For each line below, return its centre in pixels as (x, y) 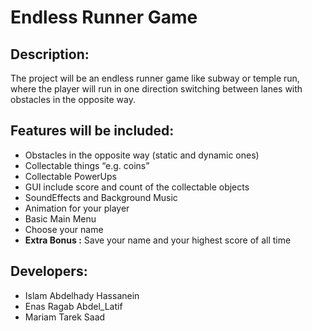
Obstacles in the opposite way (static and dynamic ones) (142, 155)
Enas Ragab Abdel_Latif (73, 306)
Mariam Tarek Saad (65, 317)
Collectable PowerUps (70, 176)
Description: (50, 54)
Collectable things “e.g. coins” (87, 165)
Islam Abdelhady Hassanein (82, 295)
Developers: (49, 271)
